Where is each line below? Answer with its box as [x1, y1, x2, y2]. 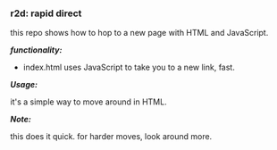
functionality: [10, 45, 63, 55]
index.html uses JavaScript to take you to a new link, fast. [22, 62, 235, 73]
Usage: [10, 79, 38, 90]
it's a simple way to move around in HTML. [10, 96, 168, 107]
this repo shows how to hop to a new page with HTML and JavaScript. [10, 28, 269, 38]
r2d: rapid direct [10, 7, 82, 20]
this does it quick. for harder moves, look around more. [10, 131, 213, 142]
